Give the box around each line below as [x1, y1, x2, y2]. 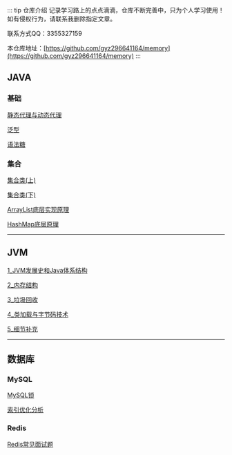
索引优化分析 [7, 406, 43, 414]
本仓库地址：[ [7, 44, 46, 52]
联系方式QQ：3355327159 [7, 30, 83, 37]
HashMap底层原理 [7, 220, 59, 228]
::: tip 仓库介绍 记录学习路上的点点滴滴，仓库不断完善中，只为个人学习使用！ [7, 6, 224, 14]
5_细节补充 [7, 325, 38, 333]
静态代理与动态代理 [7, 110, 62, 119]
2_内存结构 [7, 280, 38, 289]
